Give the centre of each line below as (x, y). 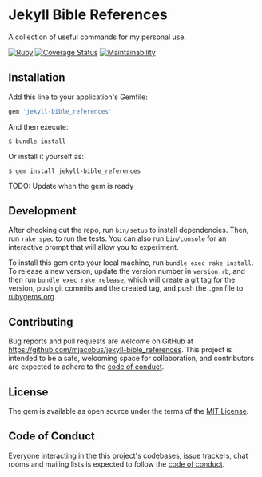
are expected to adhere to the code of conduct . (86, 367)
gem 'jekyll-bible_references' (60, 111)
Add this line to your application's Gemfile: (78, 97)
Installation (37, 78)
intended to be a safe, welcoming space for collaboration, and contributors (131, 359)
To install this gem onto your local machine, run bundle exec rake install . (131, 263)
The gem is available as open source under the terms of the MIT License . (129, 411)
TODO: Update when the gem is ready (71, 186)
